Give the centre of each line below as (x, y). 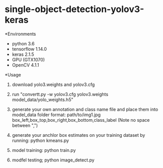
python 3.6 (23, 43)
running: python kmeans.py (40, 140)
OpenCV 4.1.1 (25, 65)
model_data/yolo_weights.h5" (43, 100)
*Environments (20, 34)
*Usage (13, 74)
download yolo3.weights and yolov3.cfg (53, 85)
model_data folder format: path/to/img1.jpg (56, 115)
